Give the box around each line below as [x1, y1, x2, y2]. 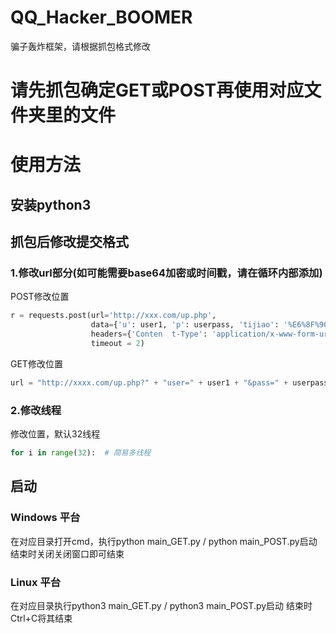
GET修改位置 [10, 357, 63, 370]
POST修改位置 [10, 291, 70, 303]
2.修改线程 [10, 403, 62, 417]
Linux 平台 [10, 575, 62, 589]
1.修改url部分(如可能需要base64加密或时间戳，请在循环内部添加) [10, 266, 323, 280]
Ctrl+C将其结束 [10, 612, 73, 624]
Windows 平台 [10, 511, 81, 525]
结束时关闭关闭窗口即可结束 [10, 547, 125, 560]
